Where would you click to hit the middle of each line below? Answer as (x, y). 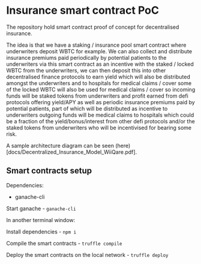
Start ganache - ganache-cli (41, 208)
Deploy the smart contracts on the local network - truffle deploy (87, 254)
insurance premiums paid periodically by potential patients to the (86, 57)
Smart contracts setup (49, 171)
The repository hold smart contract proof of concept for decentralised (93, 27)
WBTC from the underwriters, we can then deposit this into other (86, 70)
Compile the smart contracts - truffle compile (64, 243)
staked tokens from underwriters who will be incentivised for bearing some (99, 128)
